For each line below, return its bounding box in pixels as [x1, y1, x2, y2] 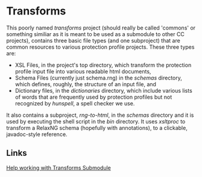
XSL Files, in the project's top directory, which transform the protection [14, 61, 192, 69]
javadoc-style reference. [6, 131, 68, 138]
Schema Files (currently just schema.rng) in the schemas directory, [14, 74, 183, 81]
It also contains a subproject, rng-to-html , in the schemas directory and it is [6, 111, 194, 119]
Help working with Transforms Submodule [6, 164, 112, 171]
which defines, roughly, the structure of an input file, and [14, 80, 157, 88]
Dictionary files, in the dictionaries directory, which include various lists [14, 87, 193, 94]
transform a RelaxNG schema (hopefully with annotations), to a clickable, [6, 124, 188, 131]
